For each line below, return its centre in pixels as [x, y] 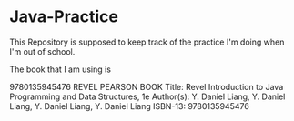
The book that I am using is [61, 69]
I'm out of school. [42, 51]
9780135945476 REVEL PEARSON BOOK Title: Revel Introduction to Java [147, 86]
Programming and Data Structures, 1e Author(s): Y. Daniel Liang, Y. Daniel [147, 96]
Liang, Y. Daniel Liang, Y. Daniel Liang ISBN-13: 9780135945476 [130, 106]
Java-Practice [64, 17]
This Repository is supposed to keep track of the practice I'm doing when [147, 42]
